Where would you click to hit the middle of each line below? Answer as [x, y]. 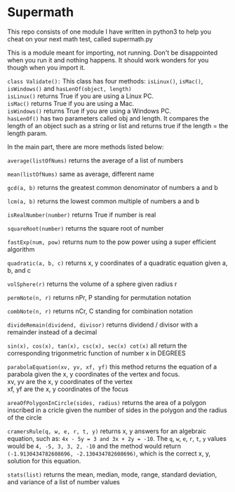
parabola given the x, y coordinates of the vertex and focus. [94, 374]
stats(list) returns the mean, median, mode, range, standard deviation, [112, 474]
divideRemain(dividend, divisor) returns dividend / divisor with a [103, 324]
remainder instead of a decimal [52, 332]
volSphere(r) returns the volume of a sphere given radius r [92, 284]
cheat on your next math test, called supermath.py [80, 39]
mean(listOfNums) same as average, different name [81, 174]
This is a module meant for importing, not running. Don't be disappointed [113, 53]
